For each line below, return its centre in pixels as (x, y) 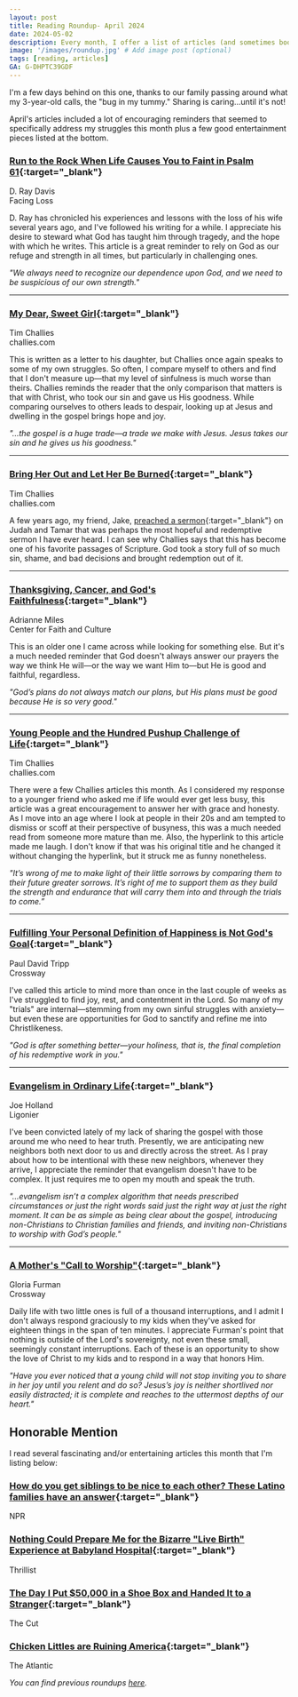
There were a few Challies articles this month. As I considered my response (147, 790)
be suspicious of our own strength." (74, 283)
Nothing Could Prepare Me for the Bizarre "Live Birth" (127, 1540)
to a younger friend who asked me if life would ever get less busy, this (137, 800)
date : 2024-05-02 (41, 34)
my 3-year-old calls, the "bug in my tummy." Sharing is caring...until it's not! (148, 101)
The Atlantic (31, 1666)
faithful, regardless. (45, 675)
